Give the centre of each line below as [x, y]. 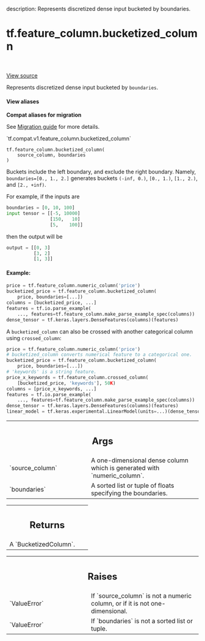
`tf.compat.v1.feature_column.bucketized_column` [69, 139]
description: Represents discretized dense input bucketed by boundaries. [99, 9]
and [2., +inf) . [27, 185]
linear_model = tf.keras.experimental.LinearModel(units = [81, 411]
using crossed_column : [34, 338]
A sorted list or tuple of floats [133, 485]
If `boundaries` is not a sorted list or [142, 621]
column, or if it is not [120, 603]
